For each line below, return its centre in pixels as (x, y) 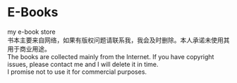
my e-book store (31, 32)
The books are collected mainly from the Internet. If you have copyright (111, 56)
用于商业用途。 (29, 49)
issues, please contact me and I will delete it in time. (83, 64)
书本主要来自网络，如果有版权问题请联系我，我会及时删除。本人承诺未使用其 (119, 40)
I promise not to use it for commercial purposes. (77, 72)
